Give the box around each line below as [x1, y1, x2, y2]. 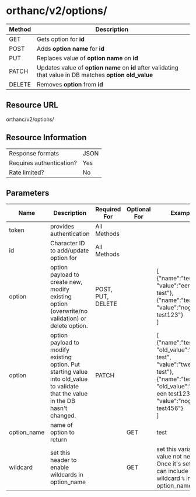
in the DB [50, 397, 76, 405]
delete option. [50, 322, 89, 330]
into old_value [50, 375, 88, 383]
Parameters [6, 188, 50, 198]
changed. [50, 412, 76, 420]
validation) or [50, 314, 86, 322]
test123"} [156, 311, 184, 319]
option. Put [50, 360, 80, 369]
